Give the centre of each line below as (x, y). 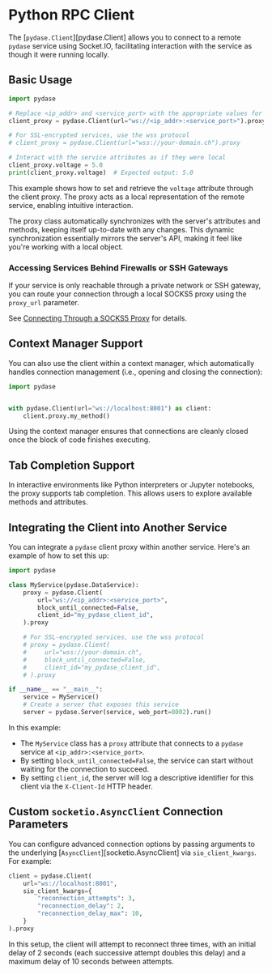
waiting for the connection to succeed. (85, 769)
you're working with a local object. (66, 247)
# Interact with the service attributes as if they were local (117, 158)
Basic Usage (40, 80)
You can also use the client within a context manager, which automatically (132, 363)
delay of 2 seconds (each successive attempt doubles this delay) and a (127, 952)
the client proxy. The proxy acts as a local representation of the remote (127, 197)
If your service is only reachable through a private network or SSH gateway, (135, 286)
